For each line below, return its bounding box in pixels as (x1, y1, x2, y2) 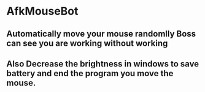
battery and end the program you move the (6, 68, 174, 79)
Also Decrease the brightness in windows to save (6, 58, 199, 69)
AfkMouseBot (6, 4, 79, 18)
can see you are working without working (6, 38, 168, 48)
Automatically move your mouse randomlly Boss (6, 29, 196, 39)
